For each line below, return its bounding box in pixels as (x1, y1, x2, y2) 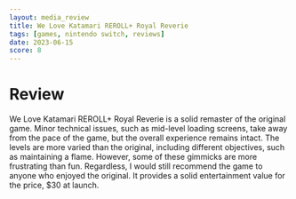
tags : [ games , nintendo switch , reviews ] (9, 29, 165, 38)
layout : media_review (9, 12, 90, 22)
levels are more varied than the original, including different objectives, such (9, 142, 285, 153)
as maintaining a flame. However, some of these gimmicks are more (9, 152, 258, 163)
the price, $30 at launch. (9, 179, 100, 191)
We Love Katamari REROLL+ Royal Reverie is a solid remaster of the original (9, 114, 286, 124)
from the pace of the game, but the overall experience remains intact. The (9, 132, 280, 143)
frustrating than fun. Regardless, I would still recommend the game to (9, 161, 263, 171)
